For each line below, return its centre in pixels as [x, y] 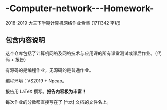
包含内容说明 [25, 40]
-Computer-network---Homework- [80, 9]
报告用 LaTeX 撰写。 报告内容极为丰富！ [46, 91]
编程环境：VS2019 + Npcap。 [36, 81]
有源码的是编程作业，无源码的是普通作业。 [49, 70]
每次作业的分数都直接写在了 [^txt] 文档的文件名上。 [58, 102]
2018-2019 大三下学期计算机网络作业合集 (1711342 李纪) [63, 23]
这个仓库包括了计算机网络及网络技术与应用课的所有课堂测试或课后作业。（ [81, 53]
